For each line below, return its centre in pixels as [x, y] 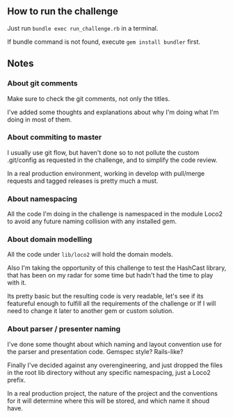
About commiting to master [55, 137]
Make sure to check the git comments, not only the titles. [89, 98]
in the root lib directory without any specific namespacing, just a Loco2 [109, 372]
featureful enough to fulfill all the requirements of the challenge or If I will [112, 304]
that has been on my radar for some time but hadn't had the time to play [110, 275]
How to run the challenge [63, 11]
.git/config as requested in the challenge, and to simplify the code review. [112, 160]
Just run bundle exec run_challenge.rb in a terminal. [83, 28]
